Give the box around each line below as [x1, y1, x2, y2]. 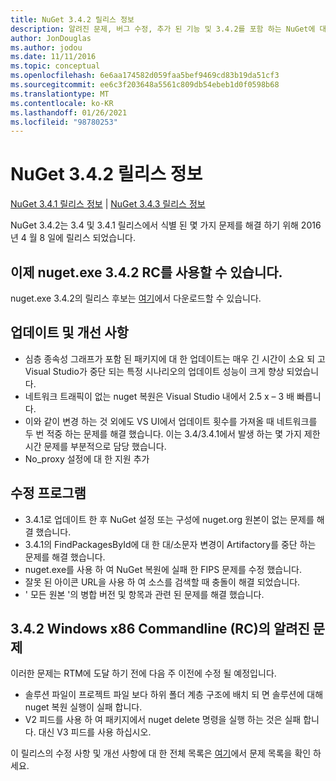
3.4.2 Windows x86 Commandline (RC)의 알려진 [10, 621, 310, 638]
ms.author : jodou [10, 42, 83, 53]
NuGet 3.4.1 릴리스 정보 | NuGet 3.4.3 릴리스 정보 [10, 198, 206, 210]
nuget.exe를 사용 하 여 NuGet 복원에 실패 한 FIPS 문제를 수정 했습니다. [24, 563, 302, 575]
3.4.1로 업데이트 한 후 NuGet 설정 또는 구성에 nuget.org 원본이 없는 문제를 [24, 513, 315, 525]
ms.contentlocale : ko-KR [10, 98, 114, 108]
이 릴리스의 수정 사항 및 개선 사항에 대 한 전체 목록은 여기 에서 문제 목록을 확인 [10, 747, 312, 760]
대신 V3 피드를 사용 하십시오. [38, 726, 152, 738]
